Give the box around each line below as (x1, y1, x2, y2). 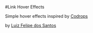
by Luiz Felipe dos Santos (5, 22, 57, 28)
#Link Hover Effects (5, 4, 45, 10)
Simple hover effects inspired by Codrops (5, 13, 88, 19)
